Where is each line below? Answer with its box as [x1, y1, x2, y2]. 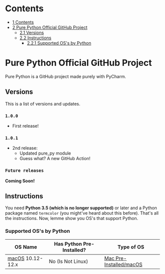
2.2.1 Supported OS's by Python [27, 40, 92, 46]
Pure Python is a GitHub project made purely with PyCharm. [5, 73, 126, 79]
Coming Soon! [5, 178, 35, 184]
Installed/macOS [104, 261, 142, 268]
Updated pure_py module [19, 150, 71, 156]
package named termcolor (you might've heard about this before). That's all [5, 210, 159, 216]
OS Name [14, 244, 37, 250]
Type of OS [117, 244, 144, 250]
